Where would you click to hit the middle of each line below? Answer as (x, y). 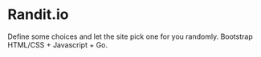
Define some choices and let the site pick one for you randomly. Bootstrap (130, 36)
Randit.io (38, 15)
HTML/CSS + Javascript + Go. (58, 44)
